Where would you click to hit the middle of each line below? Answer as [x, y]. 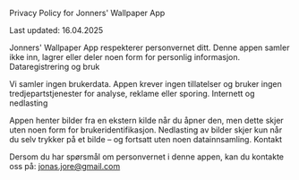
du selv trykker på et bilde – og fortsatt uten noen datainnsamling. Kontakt [145, 139]
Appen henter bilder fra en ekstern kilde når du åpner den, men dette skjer [146, 120]
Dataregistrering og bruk [55, 67]
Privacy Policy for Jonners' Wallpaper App [87, 13]
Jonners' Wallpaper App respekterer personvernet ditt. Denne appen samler [149, 47]
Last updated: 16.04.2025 [56, 30]
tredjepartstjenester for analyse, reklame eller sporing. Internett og [132, 94]
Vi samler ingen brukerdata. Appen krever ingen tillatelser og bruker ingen [145, 84]
